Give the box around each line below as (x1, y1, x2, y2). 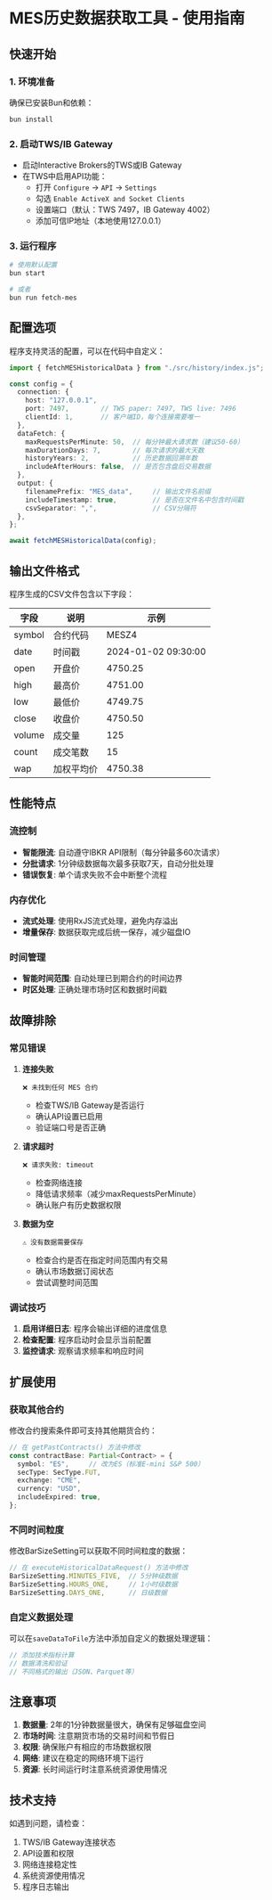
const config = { (9, 380, 74, 389)
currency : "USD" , (17, 1485, 82, 1494)
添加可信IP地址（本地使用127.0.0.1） (35, 216, 166, 226)
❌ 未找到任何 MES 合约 (21, 1083, 99, 1092)
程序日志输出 (21, 1881, 69, 1892)
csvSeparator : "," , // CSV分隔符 (25, 504, 197, 512)
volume (13, 728, 44, 741)
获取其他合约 (9, 1403, 65, 1415)
